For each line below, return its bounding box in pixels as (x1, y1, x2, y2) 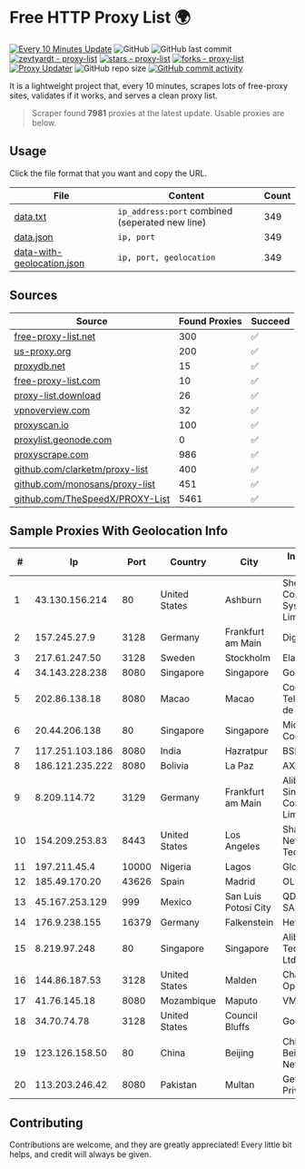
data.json (14, 231, 54, 243)
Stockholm (224, 651, 271, 664)
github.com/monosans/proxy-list (14, 478, 156, 490)
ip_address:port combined (117, 204, 233, 217)
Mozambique (160, 995, 216, 1007)
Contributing (9, 1115, 84, 1131)
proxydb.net (14, 360, 66, 372)
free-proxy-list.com (14, 374, 102, 387)
